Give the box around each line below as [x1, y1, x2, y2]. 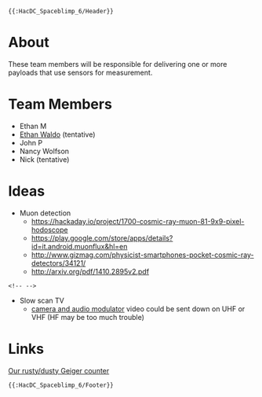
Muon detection [19, 208, 71, 218]
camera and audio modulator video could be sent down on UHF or [31, 303, 246, 314]
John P [19, 138, 43, 147]
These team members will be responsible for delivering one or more [8, 59, 227, 68]
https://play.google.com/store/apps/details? [31, 233, 173, 243]
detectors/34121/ [31, 258, 86, 267]
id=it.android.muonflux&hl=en [31, 241, 128, 251]
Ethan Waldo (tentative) [19, 130, 96, 139]
